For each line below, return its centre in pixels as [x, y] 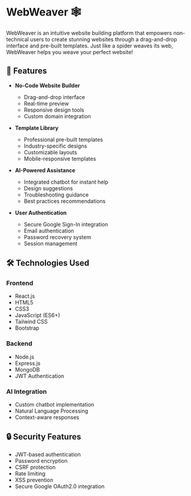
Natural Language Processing [51, 411]
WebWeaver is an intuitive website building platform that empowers [89, 33]
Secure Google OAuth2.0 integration [60, 486]
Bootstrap [27, 328]
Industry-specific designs [55, 146]
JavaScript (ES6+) [37, 315]
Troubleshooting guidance [56, 195]
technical [17, 39]
